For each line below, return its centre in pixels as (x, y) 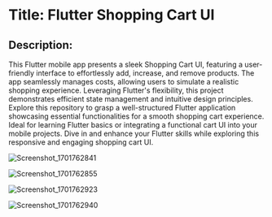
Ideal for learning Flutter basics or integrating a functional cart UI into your (133, 125)
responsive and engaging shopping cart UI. (81, 142)
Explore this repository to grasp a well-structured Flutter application (122, 108)
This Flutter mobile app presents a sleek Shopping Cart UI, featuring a (125, 64)
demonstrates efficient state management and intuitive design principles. (131, 99)
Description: (41, 45)
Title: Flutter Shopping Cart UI (112, 15)
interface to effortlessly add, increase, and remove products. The (145, 73)
